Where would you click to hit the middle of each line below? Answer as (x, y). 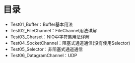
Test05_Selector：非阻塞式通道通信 (47, 49)
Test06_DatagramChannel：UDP (44, 55)
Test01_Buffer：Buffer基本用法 (41, 24)
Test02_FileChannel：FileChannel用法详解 (54, 30)
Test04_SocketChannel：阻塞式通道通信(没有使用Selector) (70, 43)
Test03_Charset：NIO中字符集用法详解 (50, 37)
